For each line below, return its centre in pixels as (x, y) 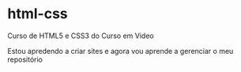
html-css (38, 14)
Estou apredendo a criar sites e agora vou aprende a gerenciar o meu (120, 51)
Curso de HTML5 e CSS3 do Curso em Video (81, 36)
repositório (25, 59)
